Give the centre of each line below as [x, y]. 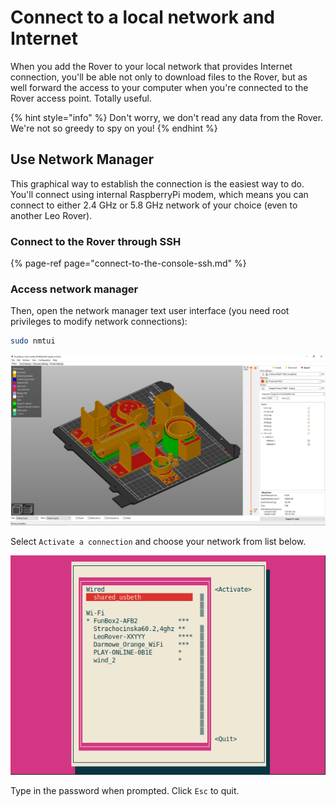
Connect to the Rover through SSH [96, 241]
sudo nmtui [33, 341]
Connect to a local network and [143, 17]
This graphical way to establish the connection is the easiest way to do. [157, 183]
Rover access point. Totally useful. [81, 98]
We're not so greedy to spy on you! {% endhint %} [114, 128]
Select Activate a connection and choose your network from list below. [158, 542]
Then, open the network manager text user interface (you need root [150, 311]
